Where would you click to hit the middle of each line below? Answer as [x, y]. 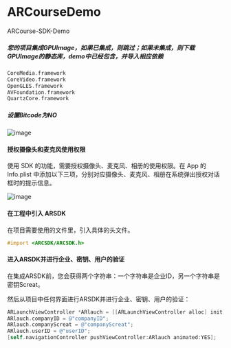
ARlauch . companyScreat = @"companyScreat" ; [70, 325]
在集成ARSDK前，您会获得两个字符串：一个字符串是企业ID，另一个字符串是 [114, 276]
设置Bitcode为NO [32, 115]
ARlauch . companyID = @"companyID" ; [58, 318]
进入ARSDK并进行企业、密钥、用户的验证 [66, 259]
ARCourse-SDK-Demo [38, 31]
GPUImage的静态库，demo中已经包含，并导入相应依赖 [85, 56]
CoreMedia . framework [37, 73]
